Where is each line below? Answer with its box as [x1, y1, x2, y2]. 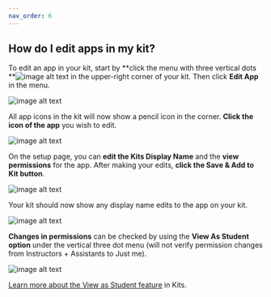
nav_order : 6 [8, 11, 53, 20]
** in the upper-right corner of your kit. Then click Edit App [8, 72, 259, 82]
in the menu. [8, 80, 50, 90]
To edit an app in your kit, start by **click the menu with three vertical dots [8, 63, 257, 73]
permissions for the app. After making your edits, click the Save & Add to [8, 160, 255, 170]
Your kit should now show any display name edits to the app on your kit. [8, 200, 248, 210]
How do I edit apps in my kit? [8, 42, 156, 56]
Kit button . [8, 169, 45, 179]
